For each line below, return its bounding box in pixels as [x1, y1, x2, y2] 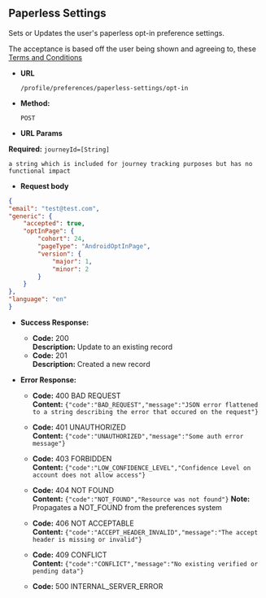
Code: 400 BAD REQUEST [32, 391, 121, 400]
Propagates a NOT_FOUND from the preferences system [32, 502, 222, 512]
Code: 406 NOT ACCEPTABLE [32, 518, 134, 528]
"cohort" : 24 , [37, 235, 85, 243]
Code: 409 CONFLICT [32, 549, 107, 560]
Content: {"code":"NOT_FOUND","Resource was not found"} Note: [32, 494, 251, 504]
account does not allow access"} [32, 471, 146, 479]
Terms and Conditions [8, 52, 83, 62]
